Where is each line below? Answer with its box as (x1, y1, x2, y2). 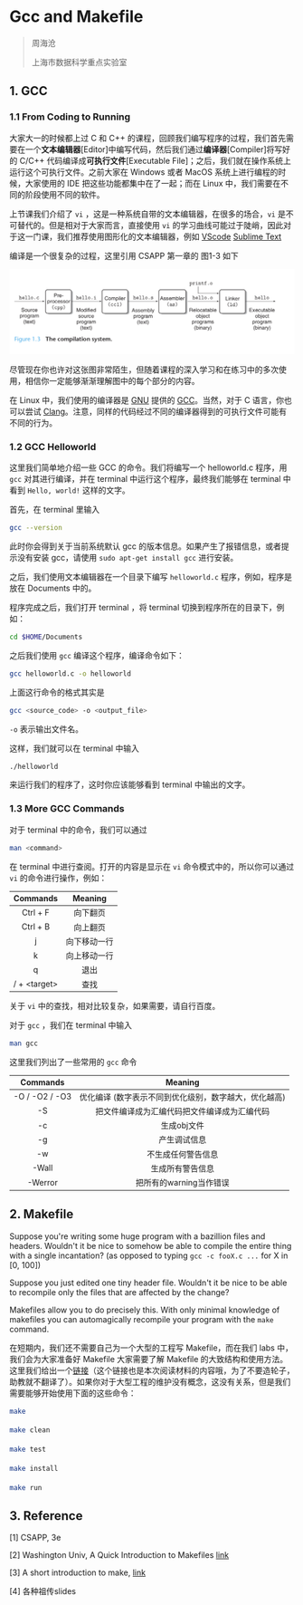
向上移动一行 (65, 950, 114, 961)
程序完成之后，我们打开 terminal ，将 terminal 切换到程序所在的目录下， (9, 601, 278, 612)
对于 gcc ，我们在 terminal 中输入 (9, 1020, 133, 1031)
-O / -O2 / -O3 (13, 1091, 72, 1102)
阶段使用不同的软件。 (24, 188, 105, 200)
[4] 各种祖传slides (9, 1586, 77, 1597)
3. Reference (9, 1508, 83, 1523)
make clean (9, 1426, 51, 1435)
